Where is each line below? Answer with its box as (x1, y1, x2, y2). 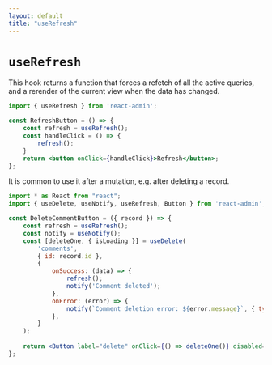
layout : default (8, 11, 63, 20)
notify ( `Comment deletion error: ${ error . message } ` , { (66, 304, 255, 312)
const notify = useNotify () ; (23, 229, 121, 237)
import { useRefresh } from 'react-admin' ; (8, 102, 158, 110)
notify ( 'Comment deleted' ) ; (66, 282, 161, 291)
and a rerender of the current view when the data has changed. (8, 87, 220, 96)
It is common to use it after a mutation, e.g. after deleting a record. (8, 176, 230, 186)
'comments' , (37, 244, 79, 253)
